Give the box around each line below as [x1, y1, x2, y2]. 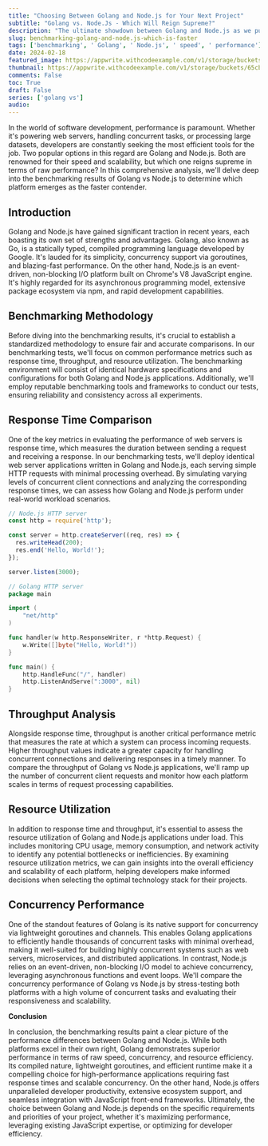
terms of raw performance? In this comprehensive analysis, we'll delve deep [8, 166, 259, 175]
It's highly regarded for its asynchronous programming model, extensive [8, 278, 246, 287]
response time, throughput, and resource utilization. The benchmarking [8, 356, 243, 365]
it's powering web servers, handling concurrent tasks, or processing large [8, 131, 251, 141]
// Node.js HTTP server [8, 509, 88, 517]
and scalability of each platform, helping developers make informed [8, 866, 231, 876]
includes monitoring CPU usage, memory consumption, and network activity [8, 841, 259, 850]
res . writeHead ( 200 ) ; [15, 539, 84, 547]
